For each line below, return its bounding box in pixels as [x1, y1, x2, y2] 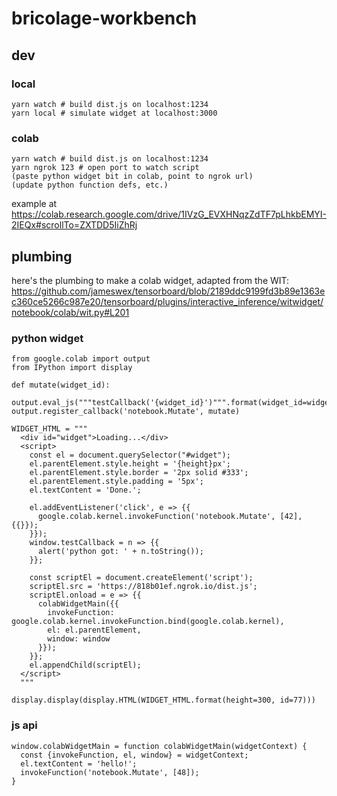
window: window [47, 634, 111, 644]
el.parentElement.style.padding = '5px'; [29, 477, 204, 487]
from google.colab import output [11, 354, 151, 364]
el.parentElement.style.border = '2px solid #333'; [29, 468, 249, 478]
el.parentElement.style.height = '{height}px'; [29, 459, 231, 469]
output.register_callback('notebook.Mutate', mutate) [11, 407, 241, 417]
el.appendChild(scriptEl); [29, 660, 142, 671]
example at [11, 198, 58, 210]
